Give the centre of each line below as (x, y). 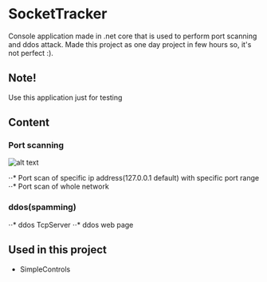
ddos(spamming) (43, 207)
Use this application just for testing (65, 97)
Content (29, 123)
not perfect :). (31, 53)
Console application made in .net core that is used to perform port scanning (133, 36)
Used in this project (58, 250)
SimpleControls (45, 269)
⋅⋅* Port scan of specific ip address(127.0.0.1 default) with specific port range (134, 178)
